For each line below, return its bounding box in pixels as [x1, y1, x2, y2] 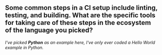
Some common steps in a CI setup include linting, [5, 4, 158, 12]
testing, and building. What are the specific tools [5, 11, 156, 20]
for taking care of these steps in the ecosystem [5, 19, 151, 27]
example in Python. [5, 44, 44, 50]
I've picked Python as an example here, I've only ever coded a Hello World [5, 39, 156, 45]
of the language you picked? [5, 26, 93, 34]
